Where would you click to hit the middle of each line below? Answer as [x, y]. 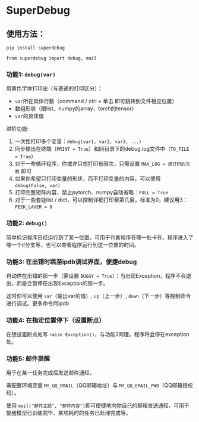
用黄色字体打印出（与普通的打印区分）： [54, 89]
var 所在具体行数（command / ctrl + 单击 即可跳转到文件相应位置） [96, 101]
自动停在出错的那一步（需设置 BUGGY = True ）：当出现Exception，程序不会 [96, 275]
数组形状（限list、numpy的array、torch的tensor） [76, 108]
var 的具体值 [29, 116]
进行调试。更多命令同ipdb [38, 303]
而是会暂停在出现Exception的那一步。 [62, 283]
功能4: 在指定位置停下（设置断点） [56, 320]
